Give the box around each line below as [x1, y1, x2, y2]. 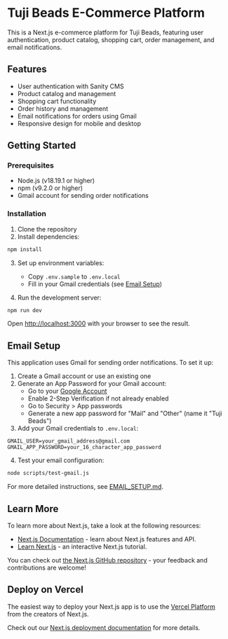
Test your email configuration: [17, 456, 105, 464]
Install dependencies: [17, 232, 80, 241]
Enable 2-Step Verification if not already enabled [27, 394, 169, 403]
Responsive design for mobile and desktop [17, 119, 142, 128]
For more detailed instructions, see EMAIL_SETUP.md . [7, 483, 163, 491]
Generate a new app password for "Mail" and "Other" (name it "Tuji [27, 409, 222, 418]
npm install [7, 245, 42, 253]
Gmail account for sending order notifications [17, 191, 149, 200]
